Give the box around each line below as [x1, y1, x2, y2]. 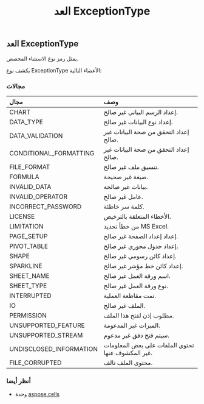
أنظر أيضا [6, 377, 31, 385]
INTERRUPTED [9, 291, 52, 300]
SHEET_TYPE [9, 282, 47, 290]
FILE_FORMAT [9, 163, 50, 171]
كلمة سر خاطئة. [103, 202, 144, 211]
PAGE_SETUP [9, 232, 48, 240]
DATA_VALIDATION [9, 131, 63, 140]
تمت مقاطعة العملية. [103, 291, 157, 300]
